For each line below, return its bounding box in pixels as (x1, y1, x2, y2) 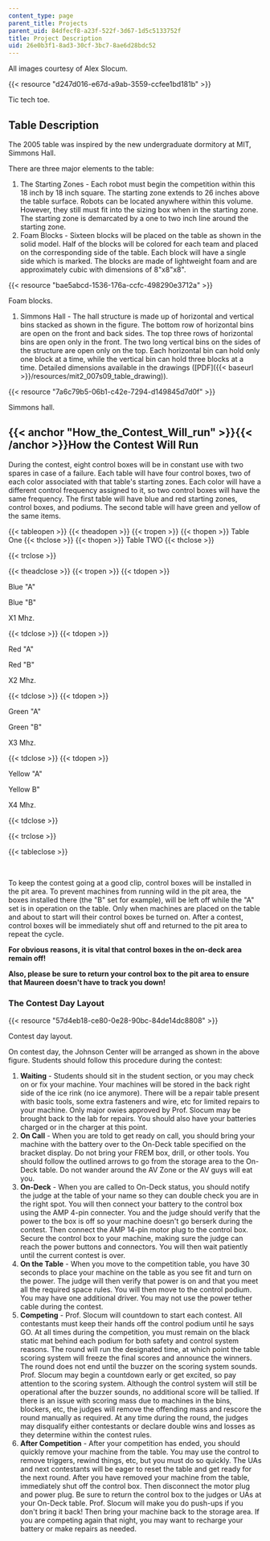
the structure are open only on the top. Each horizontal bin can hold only (19, 345, 260, 355)
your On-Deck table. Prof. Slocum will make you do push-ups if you (19, 1498, 243, 1508)
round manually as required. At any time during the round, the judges (19, 1413, 249, 1423)
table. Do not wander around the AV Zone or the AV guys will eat (39, 1165, 253, 1175)
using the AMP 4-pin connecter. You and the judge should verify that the (19, 1208, 261, 1218)
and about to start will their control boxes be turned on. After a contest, (8, 912, 243, 922)
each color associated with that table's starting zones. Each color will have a (8, 476, 261, 487)
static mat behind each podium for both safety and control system (19, 1336, 239, 1346)
